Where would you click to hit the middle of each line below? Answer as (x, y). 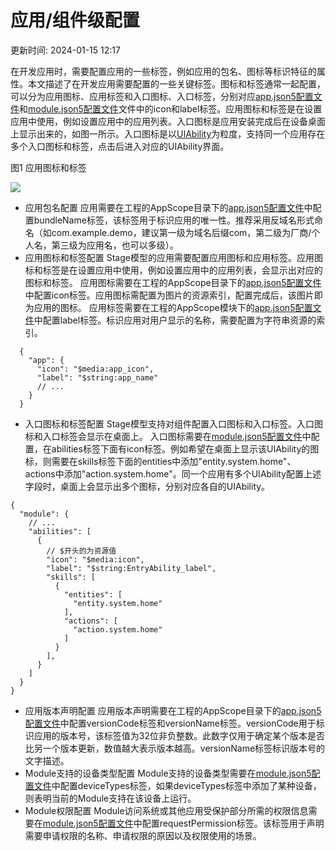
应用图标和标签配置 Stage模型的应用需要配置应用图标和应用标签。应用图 (173, 257)
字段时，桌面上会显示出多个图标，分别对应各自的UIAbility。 (147, 486)
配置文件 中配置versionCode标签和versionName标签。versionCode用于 (170, 723)
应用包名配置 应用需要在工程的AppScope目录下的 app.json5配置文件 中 (168, 207)
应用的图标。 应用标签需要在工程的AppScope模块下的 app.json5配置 (173, 307)
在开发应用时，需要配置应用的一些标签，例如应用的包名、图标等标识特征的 (163, 71)
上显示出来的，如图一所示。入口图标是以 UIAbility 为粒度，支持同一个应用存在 (168, 133)
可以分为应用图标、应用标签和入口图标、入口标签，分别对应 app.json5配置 (162, 96)
